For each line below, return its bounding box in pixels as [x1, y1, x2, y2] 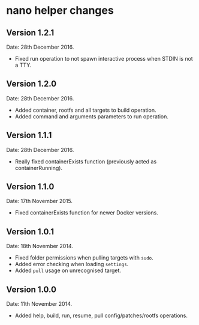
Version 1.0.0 [6, 284, 57, 294]
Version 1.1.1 [6, 130, 52, 141]
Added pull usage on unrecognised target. [14, 267, 122, 274]
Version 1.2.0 [6, 79, 57, 89]
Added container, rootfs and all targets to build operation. [14, 106, 157, 114]
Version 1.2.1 [6, 28, 55, 38]
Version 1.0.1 [6, 226, 55, 237]
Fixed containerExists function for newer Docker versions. [14, 209, 159, 216]
